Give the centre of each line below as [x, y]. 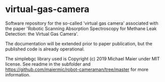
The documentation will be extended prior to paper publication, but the [79, 43]
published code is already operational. [45, 49]
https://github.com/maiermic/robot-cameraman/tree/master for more [77, 69]
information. [18, 74]
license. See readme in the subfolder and [48, 64]
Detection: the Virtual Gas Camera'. [42, 34]
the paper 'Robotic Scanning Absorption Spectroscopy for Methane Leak [81, 28]
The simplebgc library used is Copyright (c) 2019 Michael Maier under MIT [82, 58]
